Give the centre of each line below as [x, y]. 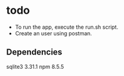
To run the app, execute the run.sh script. [67, 27]
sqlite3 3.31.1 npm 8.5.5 [35, 66]
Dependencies [34, 52]
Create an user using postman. [54, 33]
